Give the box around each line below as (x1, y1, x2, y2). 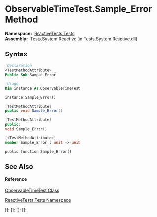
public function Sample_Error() (5, 149, 72, 154)
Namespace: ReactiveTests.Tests (5, 30, 75, 36)
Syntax (5, 50, 28, 58)
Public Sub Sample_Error (5, 72, 56, 77)
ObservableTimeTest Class (5, 187, 60, 193)
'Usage (5, 81, 19, 86)
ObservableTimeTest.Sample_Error (5, 3, 152, 15)
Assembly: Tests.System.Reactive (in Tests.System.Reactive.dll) (5, 36, 138, 42)
